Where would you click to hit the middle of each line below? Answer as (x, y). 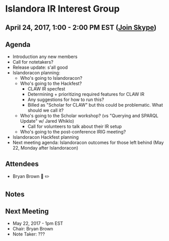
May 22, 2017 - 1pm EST (38, 223)
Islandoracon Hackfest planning (46, 137)
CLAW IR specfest (46, 89)
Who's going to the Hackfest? (51, 83)
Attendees (22, 164)
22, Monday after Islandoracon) (45, 148)
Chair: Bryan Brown (33, 229)
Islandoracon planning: (36, 73)
